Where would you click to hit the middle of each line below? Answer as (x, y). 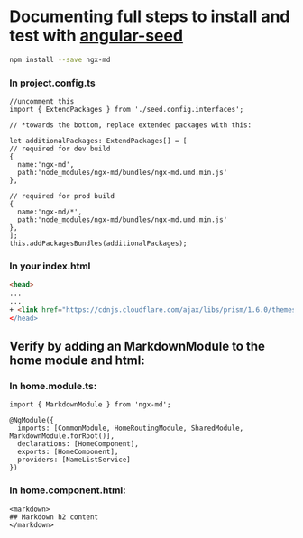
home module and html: (78, 361)
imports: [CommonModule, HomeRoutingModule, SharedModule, (131, 429)
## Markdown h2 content (54, 517)
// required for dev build (60, 149)
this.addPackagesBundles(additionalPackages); (98, 244)
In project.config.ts (53, 83)
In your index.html (50, 266)
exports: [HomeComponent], (68, 452)
